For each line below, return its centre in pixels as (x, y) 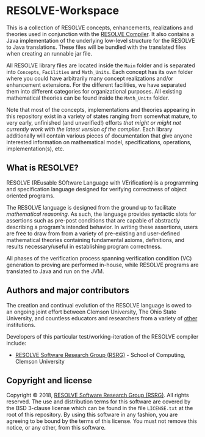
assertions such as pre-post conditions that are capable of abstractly (93, 220)
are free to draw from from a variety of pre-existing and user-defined (93, 233)
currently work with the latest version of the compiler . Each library (89, 129)
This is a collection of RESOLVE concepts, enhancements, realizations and (100, 28)
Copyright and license (49, 380)
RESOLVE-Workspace (63, 11)
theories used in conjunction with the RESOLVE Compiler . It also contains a (100, 34)
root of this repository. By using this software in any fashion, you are (92, 415)
